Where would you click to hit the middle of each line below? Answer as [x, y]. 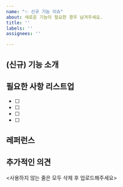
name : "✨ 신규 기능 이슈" [35, 12]
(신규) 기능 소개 [33, 64]
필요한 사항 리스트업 [40, 86]
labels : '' [20, 28]
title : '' [18, 23]
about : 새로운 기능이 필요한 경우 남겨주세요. [54, 17]
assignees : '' [24, 34]
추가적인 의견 [29, 162]
